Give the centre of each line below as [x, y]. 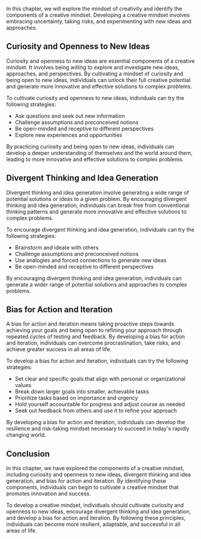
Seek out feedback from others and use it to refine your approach [96, 411]
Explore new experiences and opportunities [68, 135]
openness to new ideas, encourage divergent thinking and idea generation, [99, 511]
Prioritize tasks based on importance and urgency [77, 398]
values [23, 385]
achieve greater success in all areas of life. [59, 349]
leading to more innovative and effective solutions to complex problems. [95, 159]
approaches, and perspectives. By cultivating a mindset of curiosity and [95, 74]
